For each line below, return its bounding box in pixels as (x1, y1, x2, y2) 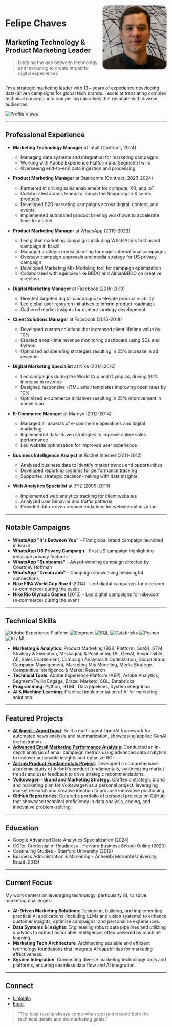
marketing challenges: (5, 897, 52, 903)
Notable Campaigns (5, 523, 70, 532)
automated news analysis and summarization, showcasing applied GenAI (12, 733, 167, 740)
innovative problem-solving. (12, 804, 72, 810)
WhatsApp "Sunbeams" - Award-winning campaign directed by (12, 559, 149, 565)
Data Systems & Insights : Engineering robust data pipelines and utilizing (12, 923, 166, 930)
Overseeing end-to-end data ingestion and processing (20, 165, 136, 171)
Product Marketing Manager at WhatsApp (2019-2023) (12, 228, 131, 234)
